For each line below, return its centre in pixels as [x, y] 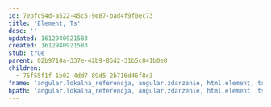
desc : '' [23, 31]
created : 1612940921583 [48, 46]
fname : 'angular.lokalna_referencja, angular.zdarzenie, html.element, [131, 83]
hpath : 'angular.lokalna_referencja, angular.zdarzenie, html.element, [131, 91]
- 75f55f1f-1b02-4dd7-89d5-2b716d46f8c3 [84, 76]
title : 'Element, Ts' [45, 23]
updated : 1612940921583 [48, 38]
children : [25, 68]
